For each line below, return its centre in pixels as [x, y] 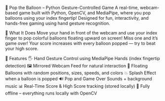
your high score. [22, 49]
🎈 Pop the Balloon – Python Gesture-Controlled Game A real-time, [72, 8]
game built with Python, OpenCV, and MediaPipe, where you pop [85, 13]
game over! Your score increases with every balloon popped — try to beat [80, 43]
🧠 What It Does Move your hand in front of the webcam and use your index [81, 33]
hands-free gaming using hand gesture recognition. [58, 23]
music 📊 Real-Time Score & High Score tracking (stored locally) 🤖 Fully [78, 86]
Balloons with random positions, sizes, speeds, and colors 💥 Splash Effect [81, 73]
